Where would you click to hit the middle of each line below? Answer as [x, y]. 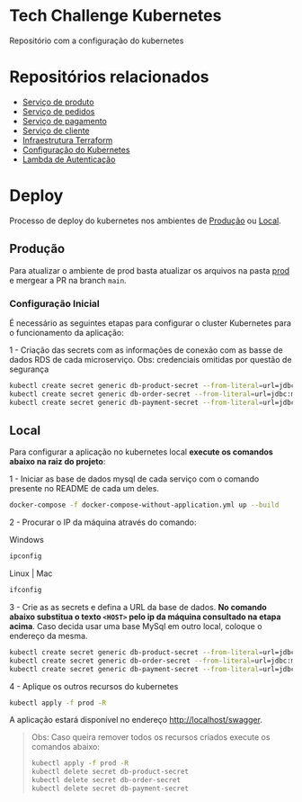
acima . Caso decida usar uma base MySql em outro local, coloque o [136, 626]
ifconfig [26, 590]
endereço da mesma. [49, 635]
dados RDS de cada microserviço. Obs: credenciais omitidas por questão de [151, 359]
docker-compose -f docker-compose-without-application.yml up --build [144, 505]
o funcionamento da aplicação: [67, 332]
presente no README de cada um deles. [84, 489]
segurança [29, 369]
